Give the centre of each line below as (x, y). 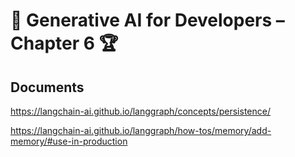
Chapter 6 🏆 (64, 43)
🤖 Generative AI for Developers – (147, 20)
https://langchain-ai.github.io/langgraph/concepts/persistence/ (140, 111)
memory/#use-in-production (69, 141)
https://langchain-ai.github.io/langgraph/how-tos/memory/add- (141, 130)
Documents (47, 87)
